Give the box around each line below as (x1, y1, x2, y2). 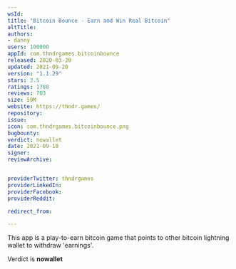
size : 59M (7, 97, 37, 104)
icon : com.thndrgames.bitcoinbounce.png (7, 122, 130, 130)
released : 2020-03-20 (7, 57, 72, 64)
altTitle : (7, 23, 37, 31)
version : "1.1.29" (7, 70, 62, 77)
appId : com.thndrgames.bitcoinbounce (7, 51, 120, 58)
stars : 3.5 (7, 76, 40, 84)
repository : (7, 110, 43, 117)
